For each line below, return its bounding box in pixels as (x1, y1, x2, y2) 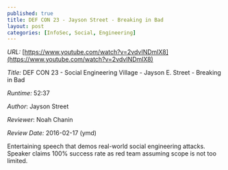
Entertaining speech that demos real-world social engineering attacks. (7, 142, 205, 151)
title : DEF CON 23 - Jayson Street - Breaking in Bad (7, 16, 164, 23)
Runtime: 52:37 (7, 89, 50, 97)
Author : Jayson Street (7, 102, 69, 110)
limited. (7, 157, 28, 165)
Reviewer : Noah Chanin (7, 116, 73, 124)
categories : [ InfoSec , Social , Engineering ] (7, 29, 136, 36)
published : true (7, 10, 53, 17)
